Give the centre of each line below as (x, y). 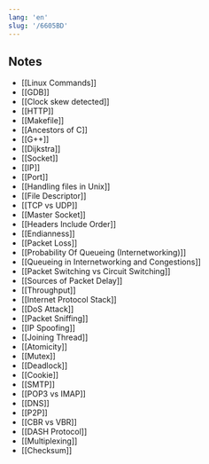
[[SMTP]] (38, 385)
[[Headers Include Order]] (69, 224)
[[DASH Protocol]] (54, 432)
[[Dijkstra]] (41, 149)
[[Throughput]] (48, 290)
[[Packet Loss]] (49, 243)
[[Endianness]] (48, 234)
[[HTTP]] (37, 111)
